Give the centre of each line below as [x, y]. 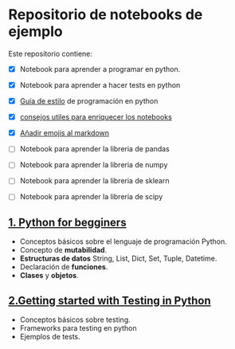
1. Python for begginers [67, 222]
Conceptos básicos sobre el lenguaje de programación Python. [123, 241]
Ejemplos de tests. [50, 337]
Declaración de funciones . [64, 267]
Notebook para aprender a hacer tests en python [100, 85]
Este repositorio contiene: [51, 53]
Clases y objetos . [49, 276]
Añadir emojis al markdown [65, 133]
